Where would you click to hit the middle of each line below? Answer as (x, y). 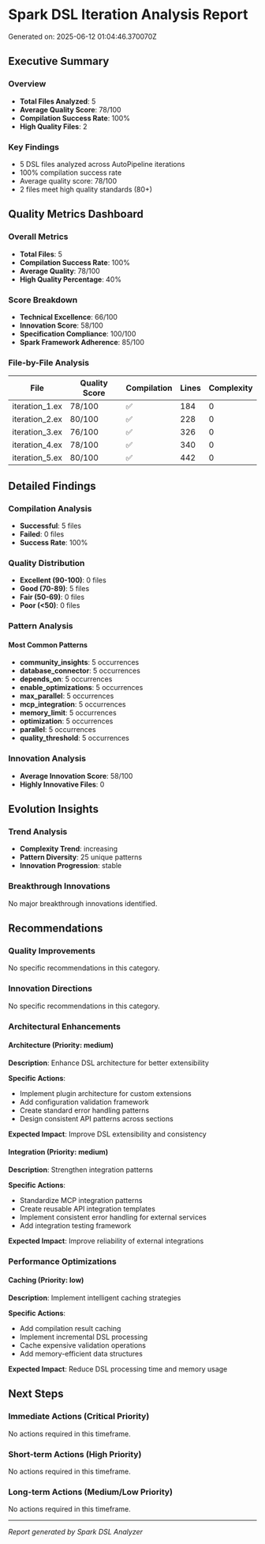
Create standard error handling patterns (84, 1110)
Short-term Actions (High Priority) (75, 1454)
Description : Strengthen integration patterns (81, 1170)
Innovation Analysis (47, 759)
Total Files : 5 (41, 254)
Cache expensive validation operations (82, 1345)
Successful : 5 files (50, 525)
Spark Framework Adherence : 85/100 (82, 342)
